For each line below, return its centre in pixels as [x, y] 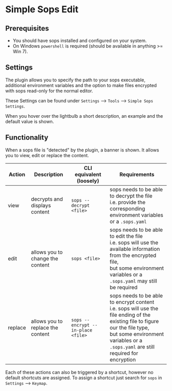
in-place [82, 330]
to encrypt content [132, 302]
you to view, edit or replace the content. [47, 155]
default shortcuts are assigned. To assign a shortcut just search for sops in [84, 378]
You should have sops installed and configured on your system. [80, 40]
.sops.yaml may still [133, 281]
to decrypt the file [131, 196]
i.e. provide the [128, 202]
